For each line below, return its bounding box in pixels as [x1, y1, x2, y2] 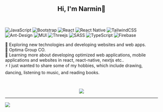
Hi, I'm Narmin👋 [57, 5, 106, 13]
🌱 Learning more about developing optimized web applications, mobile [5, 52, 146, 58]
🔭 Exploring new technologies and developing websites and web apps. [5, 42, 147, 48]
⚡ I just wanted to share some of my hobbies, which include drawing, [5, 63, 143, 68]
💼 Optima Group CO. [5, 47, 46, 52]
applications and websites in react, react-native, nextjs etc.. [5, 57, 125, 63]
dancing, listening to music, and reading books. [5, 69, 100, 75]
